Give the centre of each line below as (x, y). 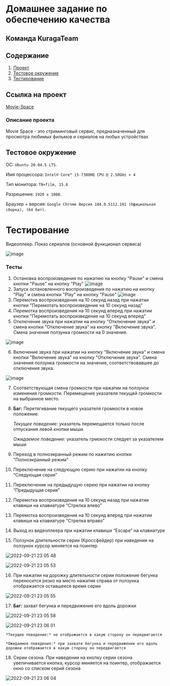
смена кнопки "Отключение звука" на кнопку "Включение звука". (84, 327)
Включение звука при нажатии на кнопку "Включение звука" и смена (89, 352)
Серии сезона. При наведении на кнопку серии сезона (73, 657)
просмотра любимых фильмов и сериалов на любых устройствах (77, 136)
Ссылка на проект (36, 95)
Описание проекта (30, 120)
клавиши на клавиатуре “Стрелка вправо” (59, 520)
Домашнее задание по (56, 9)
